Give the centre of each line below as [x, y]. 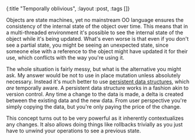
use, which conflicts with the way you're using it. [65, 58]
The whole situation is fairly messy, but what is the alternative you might [94, 69]
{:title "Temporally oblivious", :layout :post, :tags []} [68, 9]
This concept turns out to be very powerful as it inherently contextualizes [95, 118]
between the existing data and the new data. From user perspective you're [97, 100]
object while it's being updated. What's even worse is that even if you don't [97, 39]
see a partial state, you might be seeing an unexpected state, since [87, 45]
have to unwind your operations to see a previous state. [74, 131]
